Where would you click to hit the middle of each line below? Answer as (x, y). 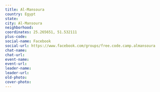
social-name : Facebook (28, 41)
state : (12, 18)
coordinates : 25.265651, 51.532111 (41, 32)
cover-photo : (18, 82)
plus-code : (16, 37)
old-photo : (16, 77)
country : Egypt (20, 14)
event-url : (16, 64)
